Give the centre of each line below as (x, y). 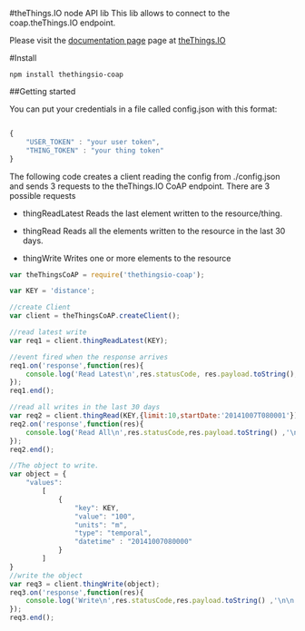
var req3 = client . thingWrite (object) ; (85, 584)
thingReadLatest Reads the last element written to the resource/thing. (152, 213)
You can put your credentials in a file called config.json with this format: (143, 109)
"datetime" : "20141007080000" (133, 542)
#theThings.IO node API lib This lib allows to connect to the (120, 13)
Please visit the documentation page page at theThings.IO (118, 40)
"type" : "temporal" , (113, 533)
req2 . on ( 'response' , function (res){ (77, 424)
